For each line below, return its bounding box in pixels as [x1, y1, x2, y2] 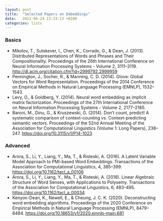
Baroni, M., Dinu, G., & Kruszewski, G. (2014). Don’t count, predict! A [12, 110, 149, 116]
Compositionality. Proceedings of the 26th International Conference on [12, 58, 154, 64]
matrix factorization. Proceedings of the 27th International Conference [12, 99, 153, 105]
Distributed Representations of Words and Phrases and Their [12, 53, 134, 59]
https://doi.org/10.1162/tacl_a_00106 [12, 169, 84, 175]
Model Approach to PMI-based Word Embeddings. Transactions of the [12, 158, 154, 164]
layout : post [5, 7, 32, 12]
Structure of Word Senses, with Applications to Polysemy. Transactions [12, 179, 155, 185]
